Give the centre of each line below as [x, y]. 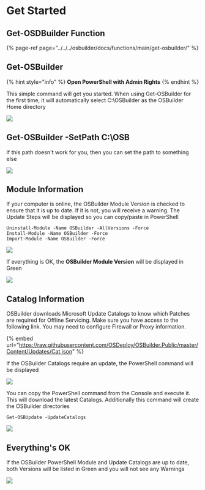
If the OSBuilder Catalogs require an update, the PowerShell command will [100, 363]
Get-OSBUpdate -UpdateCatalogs [46, 418]
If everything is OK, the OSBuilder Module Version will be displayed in [95, 262]
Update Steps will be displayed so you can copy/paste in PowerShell [92, 217]
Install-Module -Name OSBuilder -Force [57, 234]
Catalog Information [45, 299]
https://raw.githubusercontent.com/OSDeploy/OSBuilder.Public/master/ [109, 345]
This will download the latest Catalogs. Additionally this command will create [103, 400]
